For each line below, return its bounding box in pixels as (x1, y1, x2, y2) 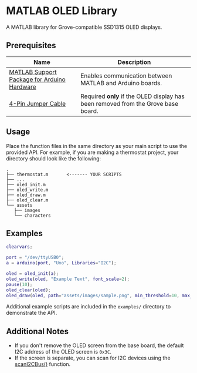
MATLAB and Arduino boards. (80, 79, 162, 87)
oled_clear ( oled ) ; (6, 287, 51, 293)
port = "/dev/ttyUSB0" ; (6, 254, 64, 261)
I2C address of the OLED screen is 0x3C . (14, 348, 112, 355)
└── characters (13, 213, 51, 219)
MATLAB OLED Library (6, 4, 118, 18)
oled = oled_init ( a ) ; (6, 271, 59, 277)
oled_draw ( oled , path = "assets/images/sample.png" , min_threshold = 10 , (6, 293, 180, 298)
